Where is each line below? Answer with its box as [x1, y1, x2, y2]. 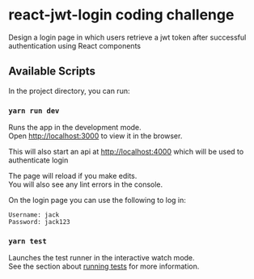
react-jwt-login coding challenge [8, 6, 235, 24]
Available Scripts [8, 65, 95, 78]
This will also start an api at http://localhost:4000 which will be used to [8, 147, 244, 157]
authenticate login [8, 155, 69, 165]
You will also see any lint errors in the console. [8, 180, 163, 189]
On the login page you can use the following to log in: [8, 196, 186, 205]
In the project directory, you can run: [8, 86, 130, 95]
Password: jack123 [8, 218, 70, 226]
